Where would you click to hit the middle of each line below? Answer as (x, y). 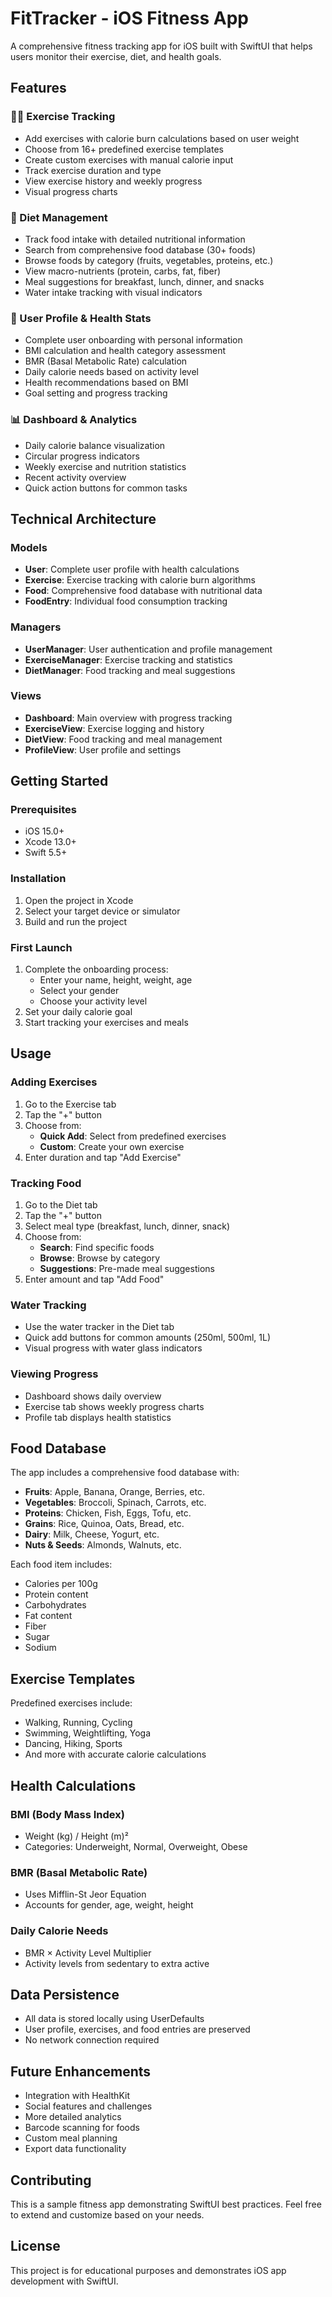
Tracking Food (46, 1183)
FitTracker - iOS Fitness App (129, 18)
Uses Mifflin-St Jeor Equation (85, 1894)
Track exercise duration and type (93, 170)
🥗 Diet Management (59, 217)
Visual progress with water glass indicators (113, 1348)
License (35, 2246)
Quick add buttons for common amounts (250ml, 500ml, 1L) (148, 1338)
